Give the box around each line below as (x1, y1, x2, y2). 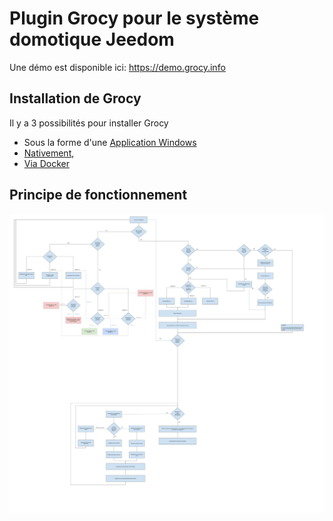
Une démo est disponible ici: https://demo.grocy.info (9, 61, 226, 73)
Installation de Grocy (9, 90, 142, 107)
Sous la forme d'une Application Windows (23, 136, 197, 148)
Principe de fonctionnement (9, 187, 188, 204)
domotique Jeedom (9, 28, 175, 51)
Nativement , (23, 147, 75, 159)
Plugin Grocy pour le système (9, 7, 260, 30)
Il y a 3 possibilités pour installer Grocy (9, 117, 169, 129)
